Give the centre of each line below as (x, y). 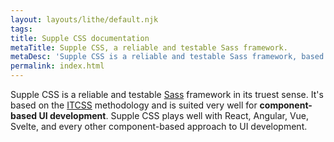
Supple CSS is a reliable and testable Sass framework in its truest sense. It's (167, 94)
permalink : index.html (57, 66)
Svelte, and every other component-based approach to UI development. (159, 126)
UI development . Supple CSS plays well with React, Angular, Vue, (174, 115)
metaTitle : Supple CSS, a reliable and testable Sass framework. (149, 47)
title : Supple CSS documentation (80, 38)
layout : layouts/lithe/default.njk (84, 19)
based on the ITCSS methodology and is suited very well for (134, 105)
